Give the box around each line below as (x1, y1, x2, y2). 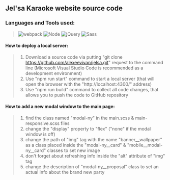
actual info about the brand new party (25, 169, 105, 175)
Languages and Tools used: (5, 19, 75, 27)
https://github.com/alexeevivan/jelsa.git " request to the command (25, 59, 163, 65)
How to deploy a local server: (5, 43, 69, 49)
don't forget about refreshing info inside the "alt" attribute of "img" (25, 153, 165, 159)
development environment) (25, 70, 82, 76)
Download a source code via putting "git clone (25, 54, 123, 60)
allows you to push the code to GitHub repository (25, 92, 129, 98)
